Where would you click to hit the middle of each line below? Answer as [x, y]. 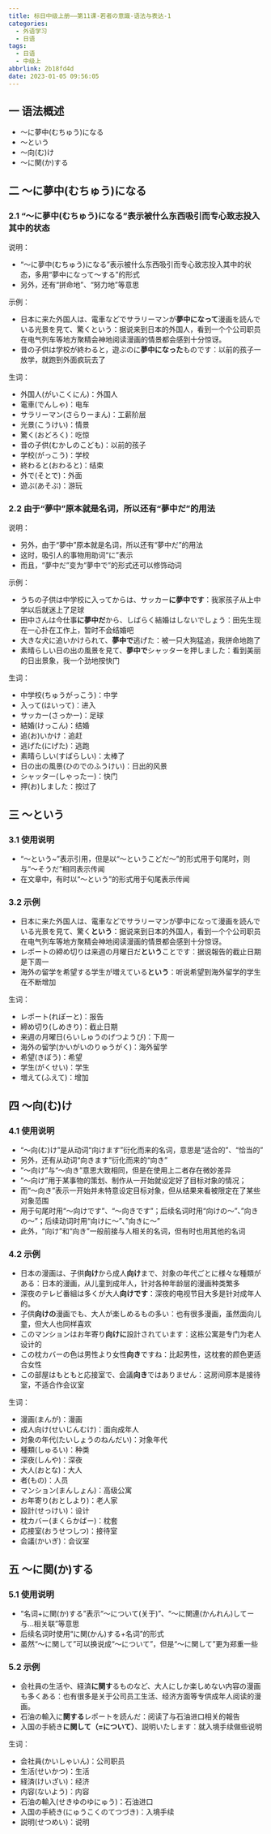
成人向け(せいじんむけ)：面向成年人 [80, 1430]
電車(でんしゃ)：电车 [55, 405]
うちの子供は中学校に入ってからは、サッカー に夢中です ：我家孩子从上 [137, 600]
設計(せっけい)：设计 [55, 1511]
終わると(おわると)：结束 [62, 465]
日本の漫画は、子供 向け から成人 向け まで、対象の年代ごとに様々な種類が [140, 1273]
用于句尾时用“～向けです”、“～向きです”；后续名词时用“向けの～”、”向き [139, 1211]
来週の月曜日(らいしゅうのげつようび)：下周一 [97, 1037]
